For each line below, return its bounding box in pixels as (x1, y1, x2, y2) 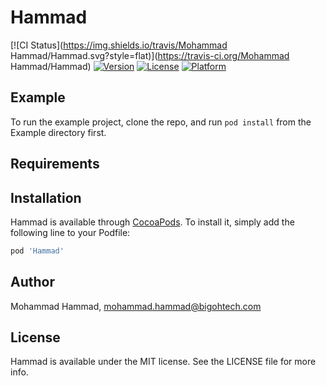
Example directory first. (10, 126, 107, 138)
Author (10, 274, 55, 291)
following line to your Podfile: (10, 226, 131, 238)
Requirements (10, 156, 100, 173)
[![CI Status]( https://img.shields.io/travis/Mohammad (10, 39, 228, 51)
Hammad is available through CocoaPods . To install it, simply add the (10, 216, 295, 228)
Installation (10, 189, 82, 206)
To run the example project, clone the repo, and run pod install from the (10, 116, 312, 128)
